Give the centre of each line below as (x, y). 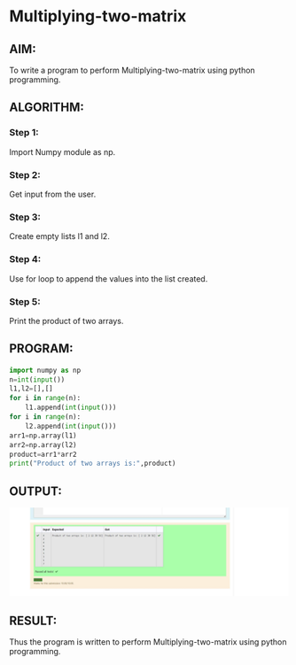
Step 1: (24, 133)
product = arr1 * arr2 (43, 454)
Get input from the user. (53, 194)
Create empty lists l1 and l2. (60, 236)
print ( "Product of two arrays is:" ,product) (93, 464)
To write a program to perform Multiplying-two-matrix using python (132, 70)
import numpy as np (45, 370)
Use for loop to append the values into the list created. (109, 278)
